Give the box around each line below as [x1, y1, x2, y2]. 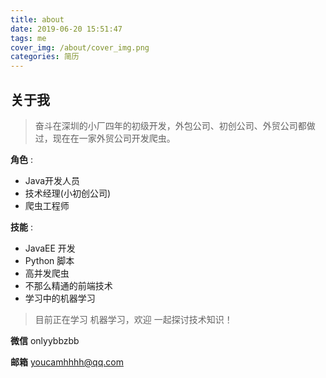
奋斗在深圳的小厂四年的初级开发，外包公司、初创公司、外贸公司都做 [34, 119, 316, 131]
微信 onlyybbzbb [10, 334, 80, 346]
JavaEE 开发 [24, 242, 76, 254]
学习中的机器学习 [24, 292, 96, 304]
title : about [10, 14, 65, 25]
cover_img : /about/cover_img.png [10, 42, 150, 53]
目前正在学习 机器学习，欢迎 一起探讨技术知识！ [34, 313, 233, 325]
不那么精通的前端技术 [24, 279, 113, 291]
